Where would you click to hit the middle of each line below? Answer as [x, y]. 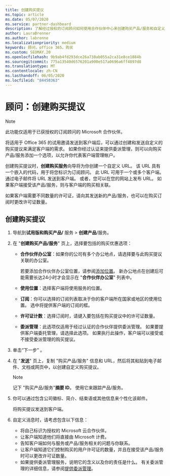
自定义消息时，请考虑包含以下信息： [50, 419]
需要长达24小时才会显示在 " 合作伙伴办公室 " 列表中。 [79, 277]
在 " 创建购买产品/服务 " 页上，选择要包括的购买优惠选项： [72, 243]
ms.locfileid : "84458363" [32, 80]
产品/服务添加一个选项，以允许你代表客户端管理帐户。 [61, 155]
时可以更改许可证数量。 [45, 456]
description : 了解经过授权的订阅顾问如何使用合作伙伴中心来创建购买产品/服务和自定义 [85, 29]
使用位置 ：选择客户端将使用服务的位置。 [62, 288]
